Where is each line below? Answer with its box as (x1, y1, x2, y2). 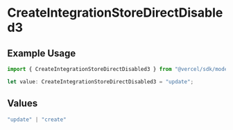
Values (7, 97, 38, 109)
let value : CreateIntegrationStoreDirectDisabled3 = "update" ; (7, 78, 194, 85)
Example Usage (7, 47, 76, 59)
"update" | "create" (7, 116, 67, 123)
